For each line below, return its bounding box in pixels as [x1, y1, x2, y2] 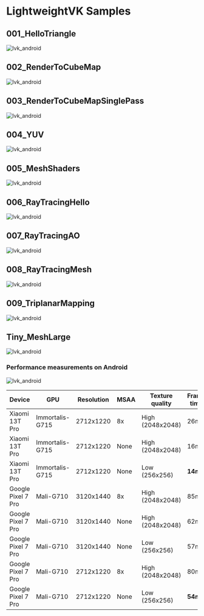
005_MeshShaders [6, 163, 81, 174]
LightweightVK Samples [6, 4, 131, 18]
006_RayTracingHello [6, 197, 90, 207]
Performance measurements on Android [6, 363, 128, 372]
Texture [149, 391, 173, 400]
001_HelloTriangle [6, 29, 76, 39]
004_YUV [6, 129, 44, 140]
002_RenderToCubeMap [6, 62, 101, 72]
